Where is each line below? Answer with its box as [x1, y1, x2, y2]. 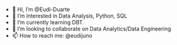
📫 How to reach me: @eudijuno [12, 32, 92, 39]
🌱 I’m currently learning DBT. [12, 19, 84, 26]
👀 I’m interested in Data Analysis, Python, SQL [12, 12, 128, 19]
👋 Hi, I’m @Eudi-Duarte [12, 6, 70, 13]
